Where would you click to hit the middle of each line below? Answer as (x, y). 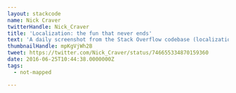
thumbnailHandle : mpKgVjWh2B (50, 46)
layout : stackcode (34, 14)
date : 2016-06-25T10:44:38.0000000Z (61, 59)
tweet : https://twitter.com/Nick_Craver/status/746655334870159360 (108, 53)
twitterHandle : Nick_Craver (48, 27)
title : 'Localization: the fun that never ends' (80, 33)
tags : (15, 66)
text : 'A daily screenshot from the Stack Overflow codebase (99, 40)
